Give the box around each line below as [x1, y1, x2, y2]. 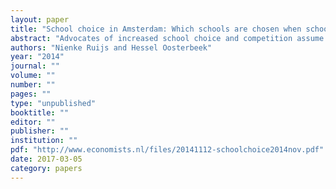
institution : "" [10, 136, 78, 146]
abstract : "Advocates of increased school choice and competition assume [10, 33, 325, 43]
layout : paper [10, 14, 70, 25]
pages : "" [10, 89, 52, 99]
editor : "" [10, 117, 56, 127]
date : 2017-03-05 [10, 154, 83, 164]
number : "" [10, 80, 56, 90]
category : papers [10, 163, 83, 173]
